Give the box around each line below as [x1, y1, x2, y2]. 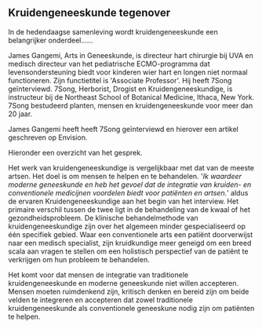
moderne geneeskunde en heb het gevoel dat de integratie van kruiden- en [8, 180, 252, 189]
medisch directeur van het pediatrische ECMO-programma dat [8, 59, 210, 68]
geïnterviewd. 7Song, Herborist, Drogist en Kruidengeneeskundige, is [8, 84, 233, 93]
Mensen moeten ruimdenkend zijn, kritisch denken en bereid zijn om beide [8, 287, 249, 296]
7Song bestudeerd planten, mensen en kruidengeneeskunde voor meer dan [8, 101, 253, 110]
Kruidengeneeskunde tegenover [8, 6, 171, 20]
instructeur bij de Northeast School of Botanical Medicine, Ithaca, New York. [8, 92, 255, 101]
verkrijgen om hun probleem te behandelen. [8, 254, 151, 264]
